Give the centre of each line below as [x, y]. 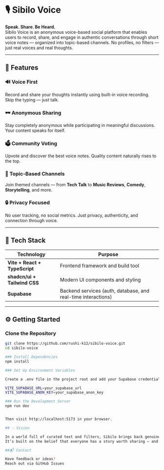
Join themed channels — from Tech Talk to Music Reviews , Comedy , [75, 184]
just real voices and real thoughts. [39, 48]
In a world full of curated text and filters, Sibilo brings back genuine [83, 437]
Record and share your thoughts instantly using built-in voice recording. [77, 95]
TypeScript [21, 269]
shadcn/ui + [22, 276]
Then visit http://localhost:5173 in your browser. [59, 419]
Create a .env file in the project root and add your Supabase [71, 379]
